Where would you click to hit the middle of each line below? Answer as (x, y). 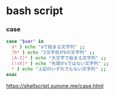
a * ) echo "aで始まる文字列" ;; (48, 47)
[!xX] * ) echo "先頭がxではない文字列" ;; (60, 63)
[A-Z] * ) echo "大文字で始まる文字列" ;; (59, 58)
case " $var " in (25, 42)
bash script (35, 11)
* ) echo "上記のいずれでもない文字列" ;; (59, 69)
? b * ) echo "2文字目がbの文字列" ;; (53, 53)
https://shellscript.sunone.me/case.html (55, 86)
